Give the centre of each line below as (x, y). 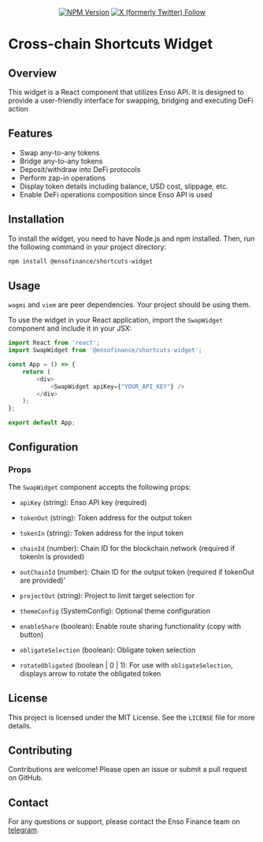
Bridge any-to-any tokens (61, 161)
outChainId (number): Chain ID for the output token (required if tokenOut (137, 571)
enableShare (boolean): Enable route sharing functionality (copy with (130, 626)
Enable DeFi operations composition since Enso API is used (116, 194)
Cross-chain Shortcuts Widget (110, 44)
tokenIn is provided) (52, 556)
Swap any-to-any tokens (59, 152)
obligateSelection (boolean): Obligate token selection (107, 649)
